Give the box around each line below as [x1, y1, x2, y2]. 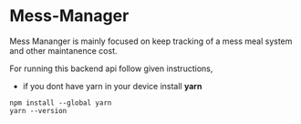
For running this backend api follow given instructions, [9, 63, 213, 74]
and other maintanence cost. [9, 45, 118, 56]
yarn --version [9, 106, 67, 115]
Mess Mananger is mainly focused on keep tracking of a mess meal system [9, 36, 293, 46]
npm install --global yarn [9, 98, 112, 108]
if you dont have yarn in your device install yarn [22, 80, 202, 91]
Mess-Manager [9, 5, 130, 26]
